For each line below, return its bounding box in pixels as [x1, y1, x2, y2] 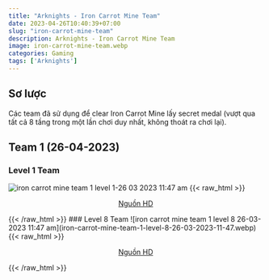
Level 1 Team [8, 165, 61, 176]
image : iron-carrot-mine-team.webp [8, 42, 128, 50]
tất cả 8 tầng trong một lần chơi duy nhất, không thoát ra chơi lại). [8, 117, 227, 126]
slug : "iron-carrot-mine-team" [8, 27, 114, 35]
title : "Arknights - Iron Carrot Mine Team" [8, 11, 161, 20]
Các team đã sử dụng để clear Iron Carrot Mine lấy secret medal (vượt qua [8, 108, 256, 118]
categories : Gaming [8, 49, 74, 57]
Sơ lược [8, 87, 47, 101]
